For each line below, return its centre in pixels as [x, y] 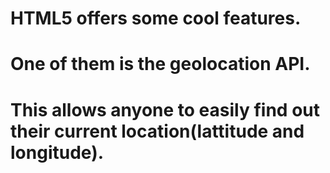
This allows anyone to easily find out [165, 109]
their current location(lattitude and [157, 131]
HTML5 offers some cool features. [156, 18]
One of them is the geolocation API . [160, 64]
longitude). [57, 152]
